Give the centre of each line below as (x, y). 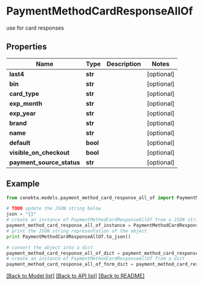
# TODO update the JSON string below (54, 209)
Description (124, 63)
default (20, 142)
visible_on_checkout (40, 152)
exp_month (26, 103)
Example (23, 184)
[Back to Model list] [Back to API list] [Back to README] (76, 276)
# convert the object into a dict (50, 248)
